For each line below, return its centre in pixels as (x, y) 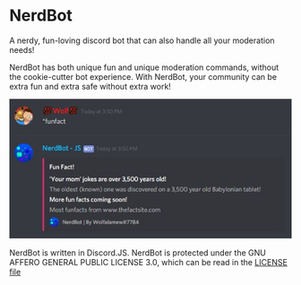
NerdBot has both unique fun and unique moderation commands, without (144, 67)
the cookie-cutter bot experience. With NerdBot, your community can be (143, 76)
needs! (22, 49)
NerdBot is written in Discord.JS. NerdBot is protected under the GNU (138, 253)
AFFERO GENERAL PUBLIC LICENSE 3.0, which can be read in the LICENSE (149, 263)
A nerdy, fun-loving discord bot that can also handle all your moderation (142, 40)
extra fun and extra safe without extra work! (90, 86)
